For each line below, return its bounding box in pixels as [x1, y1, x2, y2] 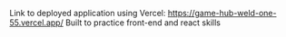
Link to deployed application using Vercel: [9, 8, 166, 18]
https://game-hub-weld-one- [167, 8, 277, 18]
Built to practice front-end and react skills [64, 17, 221, 28]
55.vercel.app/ [9, 17, 64, 28]
